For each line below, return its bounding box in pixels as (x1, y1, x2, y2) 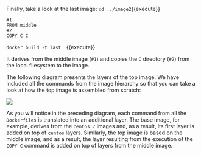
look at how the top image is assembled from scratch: (6, 86, 141, 94)
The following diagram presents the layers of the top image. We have (6, 74, 180, 81)
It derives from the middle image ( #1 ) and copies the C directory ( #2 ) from (6, 55, 190, 63)
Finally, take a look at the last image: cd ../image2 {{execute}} (6, 5, 160, 12)
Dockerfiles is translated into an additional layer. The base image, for (6, 116, 180, 123)
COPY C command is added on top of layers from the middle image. (6, 142, 173, 149)
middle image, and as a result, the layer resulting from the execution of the (6, 136, 193, 142)
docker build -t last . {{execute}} (6, 44, 96, 50)
